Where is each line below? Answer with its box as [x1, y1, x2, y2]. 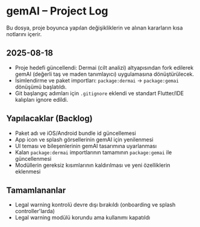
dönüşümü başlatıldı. [14, 83, 67, 90]
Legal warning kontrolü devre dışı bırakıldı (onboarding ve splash [14, 201, 176, 208]
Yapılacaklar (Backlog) [6, 113, 93, 124]
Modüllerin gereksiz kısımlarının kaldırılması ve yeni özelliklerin [14, 161, 170, 169]
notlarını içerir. [6, 30, 42, 37]
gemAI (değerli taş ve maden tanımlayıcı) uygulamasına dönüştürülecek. [14, 70, 195, 78]
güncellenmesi [14, 155, 52, 162]
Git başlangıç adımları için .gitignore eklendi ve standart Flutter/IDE [14, 89, 184, 97]
